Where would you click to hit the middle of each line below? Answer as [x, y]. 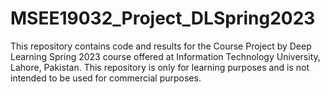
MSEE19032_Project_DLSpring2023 [163, 18]
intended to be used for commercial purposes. [106, 78]
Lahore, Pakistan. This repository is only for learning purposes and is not [160, 67]
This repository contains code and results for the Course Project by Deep [161, 46]
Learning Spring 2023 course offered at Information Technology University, [165, 56]
